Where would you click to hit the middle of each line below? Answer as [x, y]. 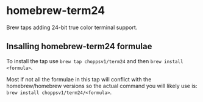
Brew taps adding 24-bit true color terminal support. [72, 27]
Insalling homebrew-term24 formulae [79, 46]
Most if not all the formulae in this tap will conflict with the [79, 79]
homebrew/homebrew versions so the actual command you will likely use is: [102, 86]
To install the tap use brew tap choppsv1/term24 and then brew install [95, 61]
